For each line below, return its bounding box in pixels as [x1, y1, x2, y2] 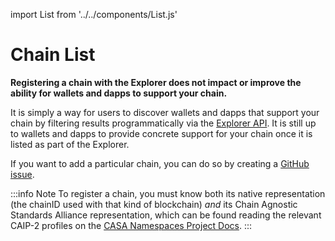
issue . [10, 168, 35, 180]
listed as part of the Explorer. [10, 138, 130, 150]
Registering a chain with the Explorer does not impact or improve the [10, 76, 302, 88]
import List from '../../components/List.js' [10, 9, 178, 20]
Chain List [10, 44, 96, 66]
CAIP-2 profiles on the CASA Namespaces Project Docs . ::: [10, 219, 253, 231]
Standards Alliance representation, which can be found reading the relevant [10, 209, 322, 221]
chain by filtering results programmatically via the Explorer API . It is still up [10, 117, 317, 129]
